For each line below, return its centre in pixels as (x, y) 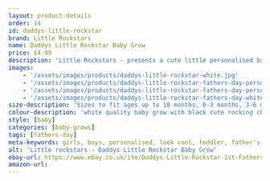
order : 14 (25, 23)
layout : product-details (50, 16)
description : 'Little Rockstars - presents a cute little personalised (131, 61)
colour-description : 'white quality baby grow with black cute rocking (131, 113)
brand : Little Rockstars (50, 38)
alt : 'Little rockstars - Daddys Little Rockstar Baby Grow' (113, 150)
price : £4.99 (30, 53)
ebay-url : (25, 157)
